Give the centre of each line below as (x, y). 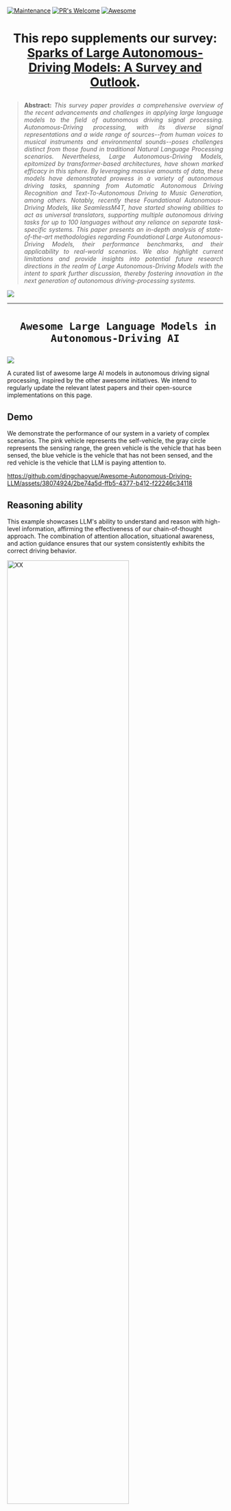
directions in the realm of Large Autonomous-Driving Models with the (123, 266)
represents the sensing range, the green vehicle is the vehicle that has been (114, 448)
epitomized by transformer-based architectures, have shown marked (123, 164)
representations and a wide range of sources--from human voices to (123, 135)
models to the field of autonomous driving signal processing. (123, 120)
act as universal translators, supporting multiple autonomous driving (123, 215)
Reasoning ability (45, 505)
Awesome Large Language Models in (118, 326)
